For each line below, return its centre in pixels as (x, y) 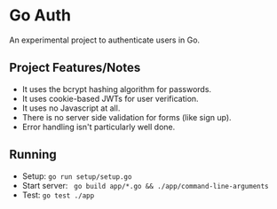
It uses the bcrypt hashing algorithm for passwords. (116, 89)
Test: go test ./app (58, 195)
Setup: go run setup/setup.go (77, 176)
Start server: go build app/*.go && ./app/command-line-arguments (145, 185)
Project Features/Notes (75, 68)
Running (33, 155)
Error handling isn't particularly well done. (99, 127)
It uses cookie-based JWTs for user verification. (110, 98)
